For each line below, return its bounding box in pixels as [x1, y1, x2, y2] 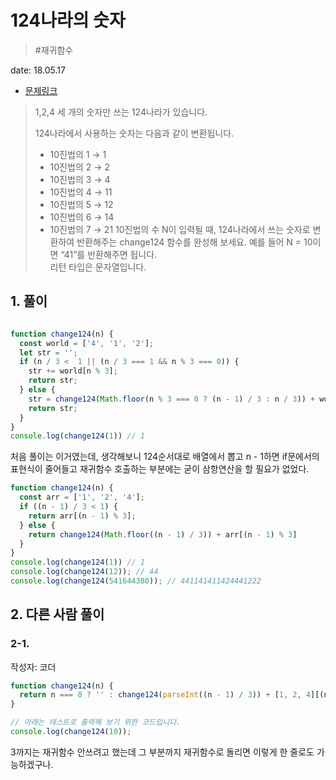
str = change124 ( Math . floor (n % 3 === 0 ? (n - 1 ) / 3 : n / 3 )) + [28, 394, 316, 404]
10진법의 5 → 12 [49, 198, 114, 210]
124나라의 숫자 [10, 9, 126, 32]
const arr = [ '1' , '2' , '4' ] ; [19, 492, 145, 503]
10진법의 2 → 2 [49, 161, 111, 173]
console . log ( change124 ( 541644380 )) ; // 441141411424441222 [10, 576, 262, 586]
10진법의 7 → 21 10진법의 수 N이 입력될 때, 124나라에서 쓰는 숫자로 [49, 223, 311, 235]
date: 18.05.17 [10, 64, 66, 76]
